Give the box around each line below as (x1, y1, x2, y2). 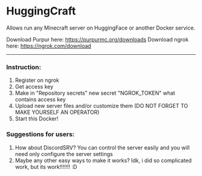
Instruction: (6, 63, 41, 71)
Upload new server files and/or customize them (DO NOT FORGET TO (14, 102, 188, 110)
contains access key (14, 96, 66, 103)
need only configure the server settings (14, 150, 113, 157)
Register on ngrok (14, 77, 60, 84)
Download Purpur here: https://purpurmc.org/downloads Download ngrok (6, 36, 189, 43)
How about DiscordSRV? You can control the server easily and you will (14, 143, 190, 151)
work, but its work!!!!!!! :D (14, 163, 78, 170)
